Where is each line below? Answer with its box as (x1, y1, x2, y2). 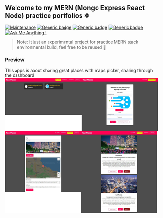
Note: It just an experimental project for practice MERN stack (16, 39, 139, 45)
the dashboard (5, 73, 34, 78)
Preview (5, 56, 25, 63)
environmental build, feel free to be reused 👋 (16, 44, 106, 50)
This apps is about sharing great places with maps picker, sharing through (5, 68, 153, 73)
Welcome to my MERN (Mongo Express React (5, 4, 145, 12)
